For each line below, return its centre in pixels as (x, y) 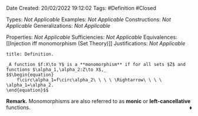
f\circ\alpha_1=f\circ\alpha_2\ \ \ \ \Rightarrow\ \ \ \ (89, 80)
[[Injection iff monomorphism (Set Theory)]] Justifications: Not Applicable (96, 43)
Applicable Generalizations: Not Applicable (58, 26)
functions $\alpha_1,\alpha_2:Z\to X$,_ (57, 69)
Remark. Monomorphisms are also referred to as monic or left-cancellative (98, 101)
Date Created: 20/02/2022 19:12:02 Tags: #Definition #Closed (81, 8)
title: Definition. (30, 54)
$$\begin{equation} (30, 75)
